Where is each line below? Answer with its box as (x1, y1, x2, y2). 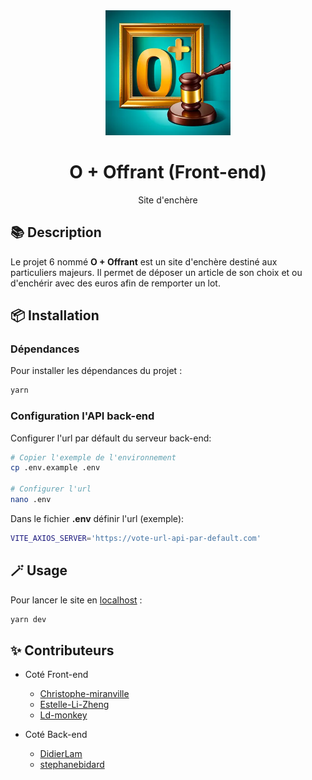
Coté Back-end (24, 729, 88, 741)
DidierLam (39, 748, 83, 760)
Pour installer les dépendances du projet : (10, 365, 183, 377)
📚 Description (10, 224, 102, 241)
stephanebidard (39, 759, 105, 771)
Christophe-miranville (39, 688, 130, 700)
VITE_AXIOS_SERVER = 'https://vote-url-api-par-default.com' (10, 533, 262, 543)
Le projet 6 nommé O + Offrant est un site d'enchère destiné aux (10, 255, 278, 268)
